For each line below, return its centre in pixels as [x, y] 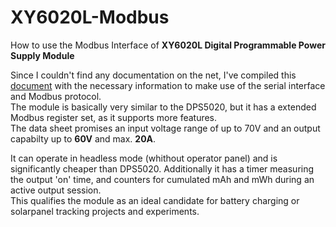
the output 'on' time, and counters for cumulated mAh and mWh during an [162, 179]
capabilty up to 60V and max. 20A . [83, 138]
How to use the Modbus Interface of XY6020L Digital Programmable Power [168, 45]
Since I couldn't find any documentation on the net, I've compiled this [153, 75]
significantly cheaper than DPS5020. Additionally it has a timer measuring [162, 168]
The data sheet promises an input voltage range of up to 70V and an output [165, 128]
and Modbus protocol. [56, 96]
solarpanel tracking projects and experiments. [105, 211]
